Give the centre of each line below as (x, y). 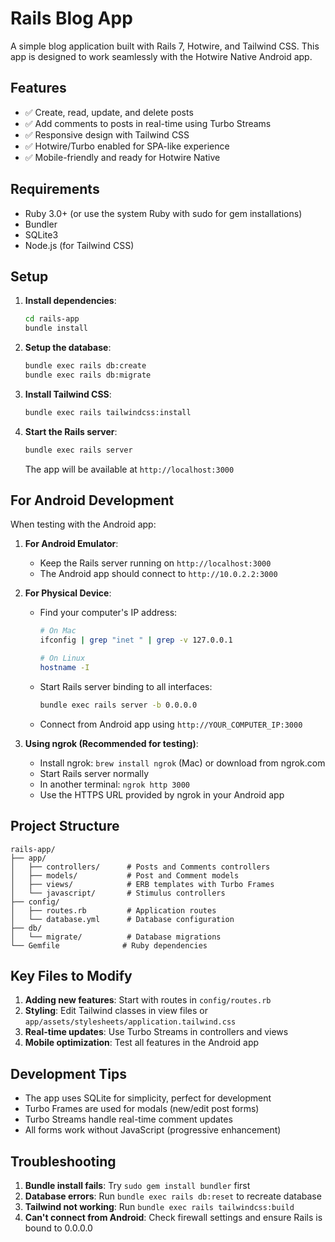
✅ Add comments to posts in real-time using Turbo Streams (148, 123)
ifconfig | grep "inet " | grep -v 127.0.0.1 (136, 640)
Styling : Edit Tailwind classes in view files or (116, 1011)
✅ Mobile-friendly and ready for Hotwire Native (122, 157)
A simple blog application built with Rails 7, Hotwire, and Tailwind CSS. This (165, 46)
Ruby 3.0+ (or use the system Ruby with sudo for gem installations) (163, 213)
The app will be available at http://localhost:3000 (129, 469)
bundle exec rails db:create (85, 366)
